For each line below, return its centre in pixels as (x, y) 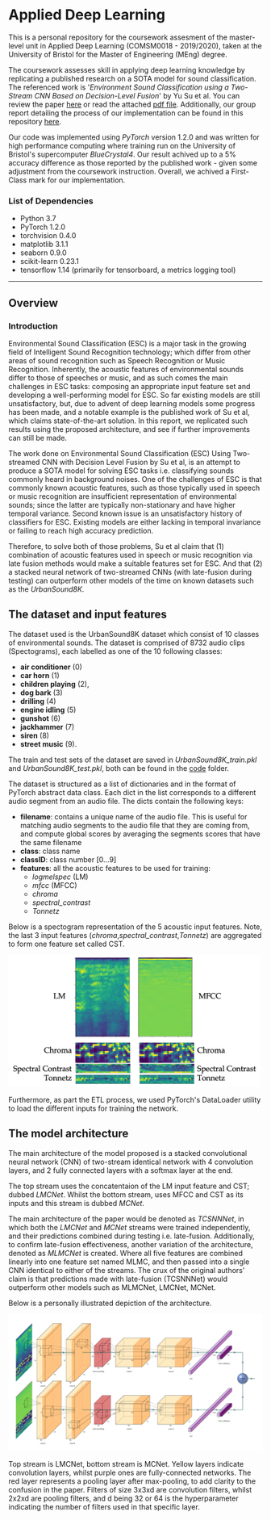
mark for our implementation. (77, 180)
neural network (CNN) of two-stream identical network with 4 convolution (131, 1162)
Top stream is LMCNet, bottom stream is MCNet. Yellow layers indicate (126, 1464)
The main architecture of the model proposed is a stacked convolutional (128, 1153)
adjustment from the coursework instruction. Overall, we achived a (119, 171)
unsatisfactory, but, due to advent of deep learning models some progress (132, 403)
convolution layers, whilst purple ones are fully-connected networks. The (130, 1473)
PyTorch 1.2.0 (43, 227)
